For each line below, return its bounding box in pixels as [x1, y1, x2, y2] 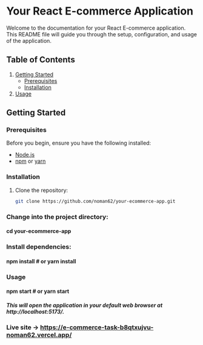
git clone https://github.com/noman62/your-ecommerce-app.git [15, 198, 176, 204]
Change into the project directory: [6, 212, 108, 221]
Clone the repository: [15, 186, 68, 194]
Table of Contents [6, 54, 76, 65]
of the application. [6, 37, 52, 44]
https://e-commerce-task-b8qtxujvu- [40, 323, 154, 332]
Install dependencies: [6, 243, 72, 251]
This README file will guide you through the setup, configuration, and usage [6, 30, 198, 38]
